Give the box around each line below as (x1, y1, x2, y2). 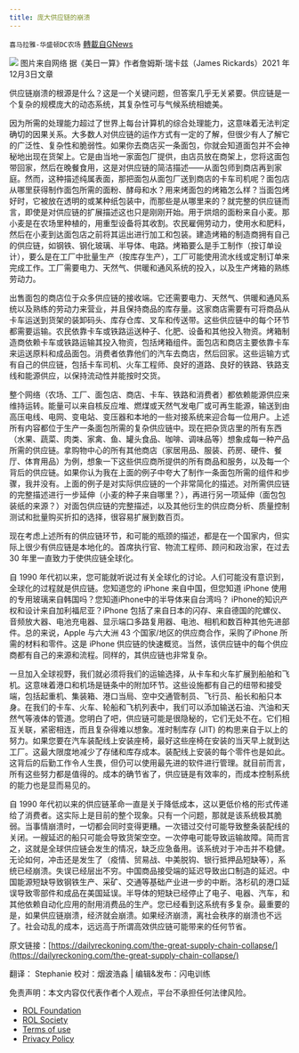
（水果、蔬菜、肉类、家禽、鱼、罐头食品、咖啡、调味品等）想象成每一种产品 (9, 433, 290, 444)
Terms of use (21, 1024, 71, 1034)
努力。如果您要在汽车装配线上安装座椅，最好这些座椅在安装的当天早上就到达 (9, 735, 290, 746)
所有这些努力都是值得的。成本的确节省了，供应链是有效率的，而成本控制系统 (9, 768, 290, 779)
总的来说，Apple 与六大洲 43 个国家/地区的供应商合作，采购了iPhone (24, 627, 279, 637)
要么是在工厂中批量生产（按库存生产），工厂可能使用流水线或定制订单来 (28, 251, 290, 262)
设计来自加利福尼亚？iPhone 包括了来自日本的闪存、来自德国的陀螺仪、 (24, 604, 287, 615)
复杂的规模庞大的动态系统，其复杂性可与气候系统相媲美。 (16, 99, 228, 109)
